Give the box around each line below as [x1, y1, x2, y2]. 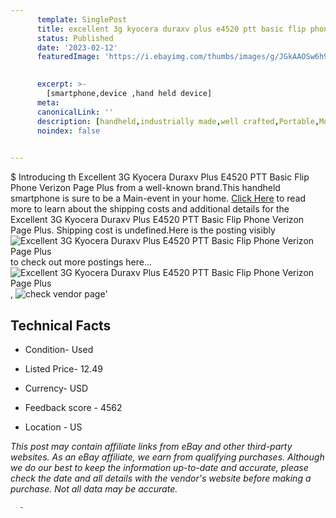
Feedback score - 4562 [24, 401, 123, 413]
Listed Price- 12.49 [24, 362, 103, 375]
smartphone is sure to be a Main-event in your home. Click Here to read [10, 192, 307, 205]
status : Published [36, 33, 114, 43]
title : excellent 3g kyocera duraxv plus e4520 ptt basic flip [36, 24, 307, 34]
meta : [36, 97, 60, 108]
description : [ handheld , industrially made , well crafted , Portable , [36, 116, 320, 126]
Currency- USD [24, 382, 89, 394]
